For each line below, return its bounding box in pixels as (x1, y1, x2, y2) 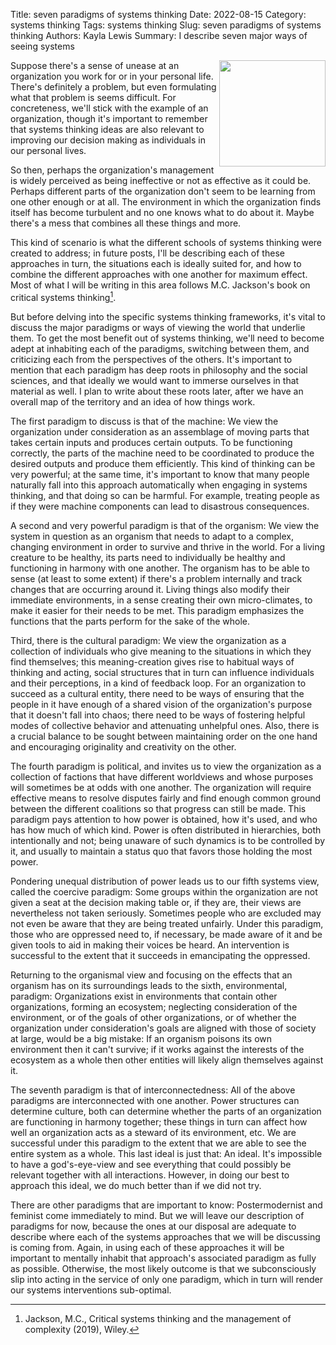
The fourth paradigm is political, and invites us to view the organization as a (10, 760, 322, 772)
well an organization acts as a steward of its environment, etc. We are (10, 1126, 297, 1138)
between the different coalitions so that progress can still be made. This (10, 802, 307, 814)
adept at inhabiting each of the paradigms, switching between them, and (10, 342, 310, 354)
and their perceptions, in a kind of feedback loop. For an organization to (10, 677, 307, 689)
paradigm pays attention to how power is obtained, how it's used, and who (10, 813, 318, 825)
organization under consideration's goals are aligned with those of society (10, 1022, 317, 1034)
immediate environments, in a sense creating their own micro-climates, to (10, 594, 313, 606)
